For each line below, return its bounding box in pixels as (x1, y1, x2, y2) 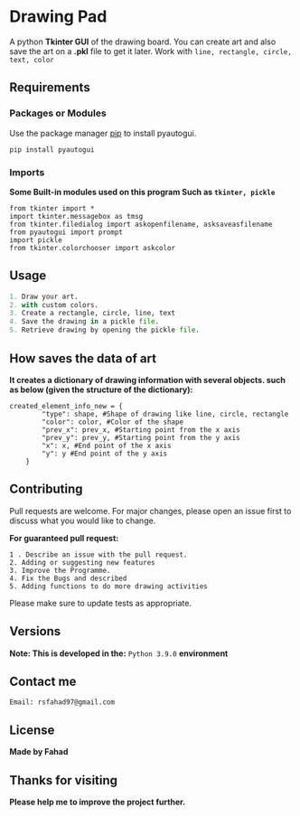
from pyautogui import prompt (9, 228, 124, 237)
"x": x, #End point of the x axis (42, 441, 172, 450)
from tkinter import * (9, 203, 95, 213)
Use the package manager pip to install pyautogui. (9, 127, 197, 138)
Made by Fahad (9, 746, 69, 757)
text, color (9, 55, 54, 64)
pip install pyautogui (9, 145, 95, 155)
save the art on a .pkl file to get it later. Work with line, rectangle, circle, (9, 45, 292, 56)
